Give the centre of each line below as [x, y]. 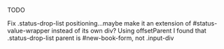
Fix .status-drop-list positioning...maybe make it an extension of [99, 23]
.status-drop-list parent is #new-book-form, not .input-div [91, 38]
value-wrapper [29, 31]
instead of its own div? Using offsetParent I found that [129, 31]
